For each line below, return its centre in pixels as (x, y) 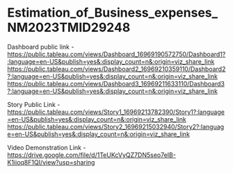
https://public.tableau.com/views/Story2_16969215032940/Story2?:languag (116, 126)
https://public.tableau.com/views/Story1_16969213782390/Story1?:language (116, 112)
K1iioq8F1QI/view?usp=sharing (51, 162)
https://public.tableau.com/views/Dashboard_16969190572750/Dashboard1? (116, 54)
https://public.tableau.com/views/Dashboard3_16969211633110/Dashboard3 (116, 83)
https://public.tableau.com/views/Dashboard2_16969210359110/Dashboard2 (116, 69)
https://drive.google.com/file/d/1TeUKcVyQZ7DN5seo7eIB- (91, 155)
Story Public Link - (34, 104)
